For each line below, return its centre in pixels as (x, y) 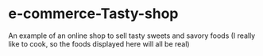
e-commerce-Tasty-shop (93, 14)
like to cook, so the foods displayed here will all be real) (99, 43)
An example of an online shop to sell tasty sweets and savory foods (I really (132, 35)
